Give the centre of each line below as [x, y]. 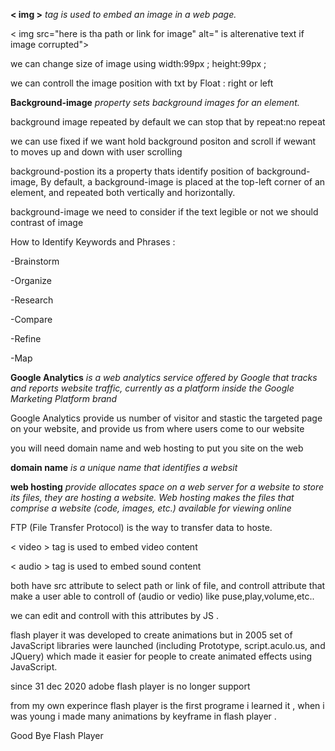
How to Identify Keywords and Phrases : [93, 242]
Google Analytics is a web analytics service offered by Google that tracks [164, 377]
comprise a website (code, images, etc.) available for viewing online [151, 508]
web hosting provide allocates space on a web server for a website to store [167, 487]
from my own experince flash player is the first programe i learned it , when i [167, 705]
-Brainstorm [35, 261]
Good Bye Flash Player [57, 735]
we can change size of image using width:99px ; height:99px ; [138, 63]
